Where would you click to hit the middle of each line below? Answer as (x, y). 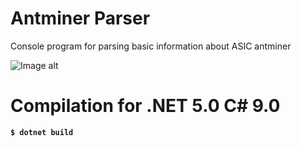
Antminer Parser (80, 18)
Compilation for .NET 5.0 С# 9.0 (145, 106)
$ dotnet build (42, 132)
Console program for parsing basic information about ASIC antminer (151, 46)
